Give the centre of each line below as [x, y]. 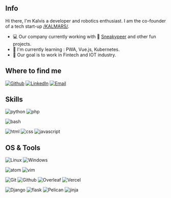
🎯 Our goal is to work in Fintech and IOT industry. [64, 55]
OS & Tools [23, 147]
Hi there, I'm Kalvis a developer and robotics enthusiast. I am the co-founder [86, 21]
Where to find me [33, 71]
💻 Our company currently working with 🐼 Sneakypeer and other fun [84, 36]
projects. [22, 44]
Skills [14, 100]
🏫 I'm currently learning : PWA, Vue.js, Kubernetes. [66, 49]
